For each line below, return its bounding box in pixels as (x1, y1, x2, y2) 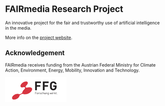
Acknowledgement (5, 49, 65, 57)
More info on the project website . (5, 35, 72, 40)
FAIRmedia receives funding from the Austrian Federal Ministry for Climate (5, 62, 156, 68)
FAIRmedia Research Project (5, 3, 124, 15)
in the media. (5, 25, 32, 31)
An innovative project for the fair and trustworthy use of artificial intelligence (5, 20, 160, 26)
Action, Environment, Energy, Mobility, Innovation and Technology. (5, 67, 140, 73)
